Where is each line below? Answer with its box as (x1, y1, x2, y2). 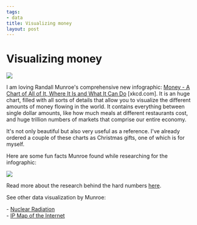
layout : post (6, 26, 40, 32)
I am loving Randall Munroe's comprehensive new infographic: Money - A (6, 83, 190, 91)
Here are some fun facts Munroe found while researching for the (6, 153, 168, 160)
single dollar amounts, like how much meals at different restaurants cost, (6, 109, 188, 117)
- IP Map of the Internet (6, 212, 65, 220)
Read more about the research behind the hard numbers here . (6, 182, 162, 189)
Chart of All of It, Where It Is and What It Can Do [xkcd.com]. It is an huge (6, 90, 190, 97)
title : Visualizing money (6, 20, 72, 26)
